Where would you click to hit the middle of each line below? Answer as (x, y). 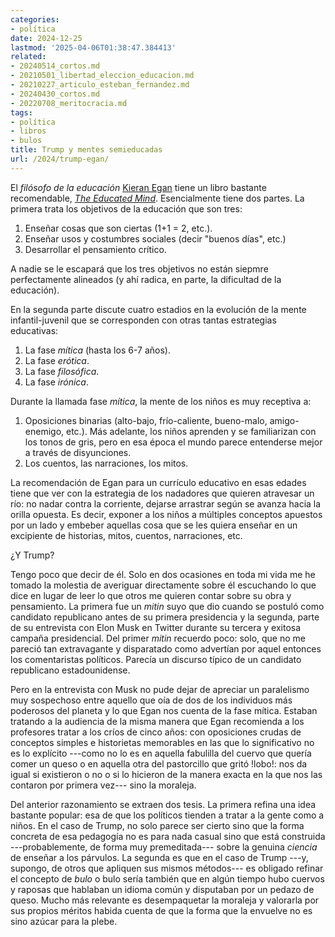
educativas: (34, 330)
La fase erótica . (57, 360)
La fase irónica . (56, 382)
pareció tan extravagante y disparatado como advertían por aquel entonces (166, 648)
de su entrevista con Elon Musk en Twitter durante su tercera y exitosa (156, 627)
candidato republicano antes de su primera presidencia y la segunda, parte (165, 617)
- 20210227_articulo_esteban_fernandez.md (100, 85)
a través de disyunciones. (78, 452)
